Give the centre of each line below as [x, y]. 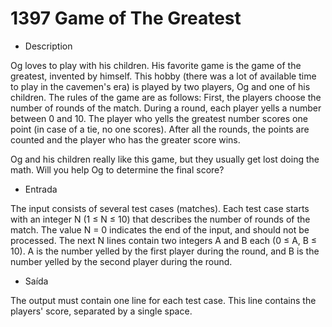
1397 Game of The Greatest [126, 18]
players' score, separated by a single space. [101, 311]
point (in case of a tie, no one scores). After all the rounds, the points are [160, 129]
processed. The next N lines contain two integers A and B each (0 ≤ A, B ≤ [164, 240]
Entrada [41, 189]
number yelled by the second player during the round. [121, 261]
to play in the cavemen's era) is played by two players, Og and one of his [160, 86]
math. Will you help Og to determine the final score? [117, 169]
